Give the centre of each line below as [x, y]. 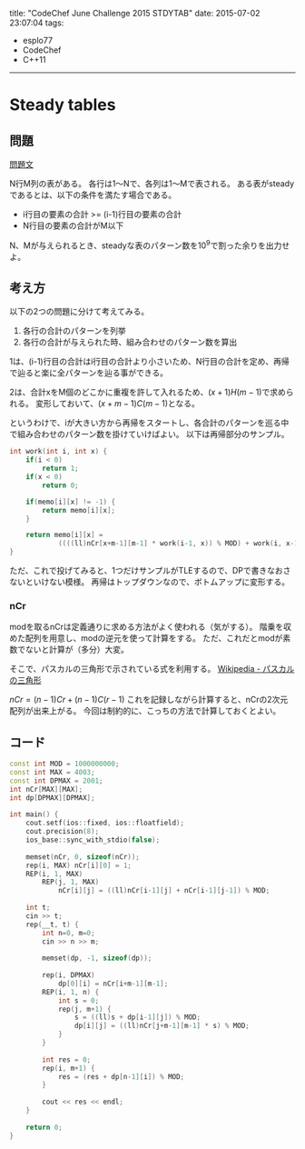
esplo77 [37, 40]
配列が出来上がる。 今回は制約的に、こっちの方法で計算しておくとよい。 [145, 711]
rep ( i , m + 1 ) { [69, 1068]
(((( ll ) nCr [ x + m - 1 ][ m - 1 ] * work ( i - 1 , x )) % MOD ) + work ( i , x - [176, 544]
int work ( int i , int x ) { [58, 452]
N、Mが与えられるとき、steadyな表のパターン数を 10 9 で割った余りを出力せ [150, 245]
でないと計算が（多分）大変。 [73, 650]
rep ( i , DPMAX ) [69, 975]
